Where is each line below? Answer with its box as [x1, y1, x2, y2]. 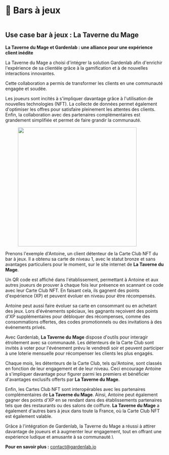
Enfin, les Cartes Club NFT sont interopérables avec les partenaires [5, 386, 146, 392]
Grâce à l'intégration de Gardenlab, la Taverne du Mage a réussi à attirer [5, 423, 156, 429]
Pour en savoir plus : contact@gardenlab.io [5, 443, 97, 449]
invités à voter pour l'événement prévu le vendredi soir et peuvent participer [5, 345, 164, 351]
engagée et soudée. [5, 85, 47, 92]
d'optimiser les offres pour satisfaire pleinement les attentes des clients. [5, 106, 156, 112]
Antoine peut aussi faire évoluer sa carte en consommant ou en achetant [5, 302, 157, 309]
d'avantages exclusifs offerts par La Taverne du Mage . [5, 376, 120, 382]
